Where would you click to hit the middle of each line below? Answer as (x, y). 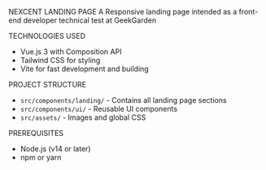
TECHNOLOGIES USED (47, 36)
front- (249, 12)
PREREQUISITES (36, 133)
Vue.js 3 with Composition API (71, 51)
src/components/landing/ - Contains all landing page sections (123, 100)
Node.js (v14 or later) (55, 149)
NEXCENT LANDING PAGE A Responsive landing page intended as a (123, 12)
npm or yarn (41, 157)
